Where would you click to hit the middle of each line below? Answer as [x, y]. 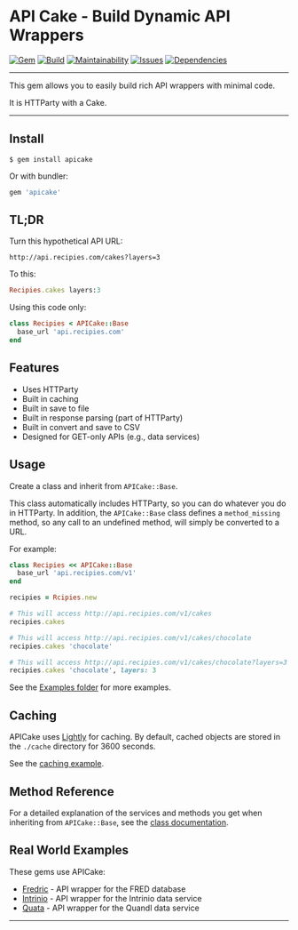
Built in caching [50, 398]
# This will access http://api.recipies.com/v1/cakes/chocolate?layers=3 [149, 662]
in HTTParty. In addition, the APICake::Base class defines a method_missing [145, 512]
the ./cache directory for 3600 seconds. [82, 746]
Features [34, 368]
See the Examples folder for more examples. [90, 687]
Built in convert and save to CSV [81, 427]
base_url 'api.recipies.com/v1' [77, 573]
